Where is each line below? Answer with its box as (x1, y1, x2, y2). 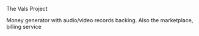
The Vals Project (6, 5, 48, 12)
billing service (6, 23, 42, 30)
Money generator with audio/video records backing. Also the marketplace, (6, 17, 194, 23)
